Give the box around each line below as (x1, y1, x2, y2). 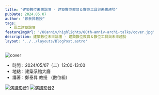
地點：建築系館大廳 (12, 68, 51, 74)
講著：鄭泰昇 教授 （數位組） (12, 74, 70, 80)
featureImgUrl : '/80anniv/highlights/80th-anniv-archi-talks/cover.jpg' (5, 30, 155, 35)
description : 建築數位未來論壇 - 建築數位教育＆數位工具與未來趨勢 (5, 35, 127, 39)
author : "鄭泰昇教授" (5, 16, 45, 21)
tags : (5, 20, 16, 26)
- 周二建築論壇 (9, 25, 36, 30)
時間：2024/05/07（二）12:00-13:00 (12, 62, 86, 68)
